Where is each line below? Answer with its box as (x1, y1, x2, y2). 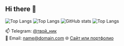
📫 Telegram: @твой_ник (5, 28, 57, 34)
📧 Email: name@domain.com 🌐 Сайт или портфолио (5, 35, 114, 41)
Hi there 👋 (5, 5, 36, 13)
